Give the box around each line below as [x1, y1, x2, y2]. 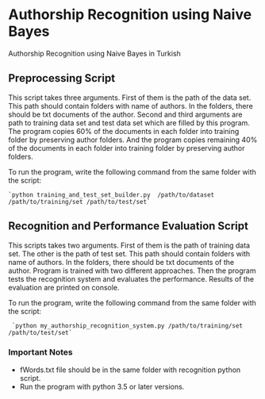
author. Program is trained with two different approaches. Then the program [8, 266, 256, 275]
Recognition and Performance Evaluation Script [8, 220, 248, 233]
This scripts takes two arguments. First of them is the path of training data [8, 240, 251, 250]
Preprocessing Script [8, 71, 116, 85]
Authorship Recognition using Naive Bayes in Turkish [8, 48, 181, 58]
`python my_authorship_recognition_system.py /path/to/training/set [11, 321, 244, 330]
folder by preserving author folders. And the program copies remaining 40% [8, 135, 258, 144]
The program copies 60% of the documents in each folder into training [8, 126, 240, 136]
